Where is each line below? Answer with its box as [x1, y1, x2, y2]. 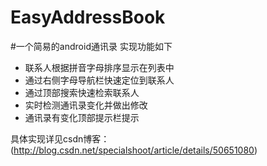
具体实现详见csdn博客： [10, 132, 110, 145]
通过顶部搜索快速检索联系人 [24, 86, 140, 98]
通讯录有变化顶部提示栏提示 [24, 111, 140, 123]
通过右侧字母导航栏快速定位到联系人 [24, 74, 175, 86]
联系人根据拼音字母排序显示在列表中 [24, 61, 175, 73]
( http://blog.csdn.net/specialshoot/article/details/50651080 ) [10, 144, 258, 156]
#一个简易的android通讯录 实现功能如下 [10, 40, 173, 52]
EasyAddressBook [10, 6, 166, 29]
